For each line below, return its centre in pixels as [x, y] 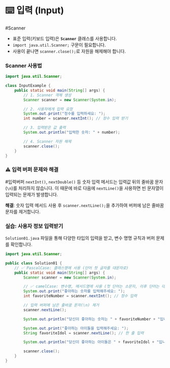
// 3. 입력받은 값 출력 [45, 128]
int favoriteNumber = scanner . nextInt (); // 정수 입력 [80, 296]
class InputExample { [28, 86]
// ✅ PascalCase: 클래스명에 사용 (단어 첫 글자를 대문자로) [72, 268]
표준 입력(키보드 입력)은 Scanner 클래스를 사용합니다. [65, 38]
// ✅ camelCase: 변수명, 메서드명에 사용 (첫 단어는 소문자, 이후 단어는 [91, 287]
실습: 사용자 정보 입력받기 [34, 226]
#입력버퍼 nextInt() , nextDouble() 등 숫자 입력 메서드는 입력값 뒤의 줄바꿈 [80, 181]
